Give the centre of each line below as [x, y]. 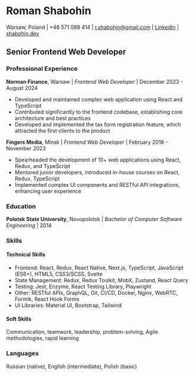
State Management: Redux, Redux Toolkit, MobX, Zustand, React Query [101, 281]
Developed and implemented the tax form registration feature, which [98, 124]
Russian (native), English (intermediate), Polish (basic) [72, 366]
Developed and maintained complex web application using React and [98, 99]
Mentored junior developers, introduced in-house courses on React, [97, 172]
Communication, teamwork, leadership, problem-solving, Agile [82, 332]
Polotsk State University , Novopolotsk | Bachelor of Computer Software [94, 219]
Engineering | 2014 [29, 225]
